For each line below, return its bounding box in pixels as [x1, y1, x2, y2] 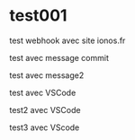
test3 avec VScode [9, 122, 80, 133]
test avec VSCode [9, 87, 76, 98]
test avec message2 [9, 69, 85, 81]
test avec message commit [9, 52, 110, 63]
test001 [9, 5, 67, 26]
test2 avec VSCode [9, 104, 81, 115]
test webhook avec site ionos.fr [9, 35, 126, 46]
